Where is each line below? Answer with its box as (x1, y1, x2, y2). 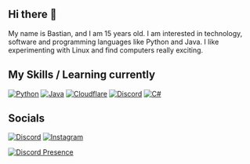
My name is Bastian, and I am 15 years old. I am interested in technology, (8, 28, 243, 38)
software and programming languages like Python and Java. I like (8, 37, 219, 46)
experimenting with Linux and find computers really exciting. (8, 45, 204, 55)
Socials (8, 111, 45, 126)
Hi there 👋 (8, 8, 57, 21)
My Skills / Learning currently (8, 68, 155, 82)
